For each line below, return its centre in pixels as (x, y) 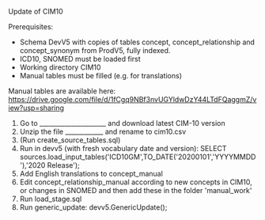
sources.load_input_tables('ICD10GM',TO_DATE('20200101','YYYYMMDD (138, 157)
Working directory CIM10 (60, 67)
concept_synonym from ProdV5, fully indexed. (95, 50)
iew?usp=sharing (36, 108)
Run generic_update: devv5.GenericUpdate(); (93, 207)
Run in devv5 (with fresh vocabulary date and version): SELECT (123, 148)
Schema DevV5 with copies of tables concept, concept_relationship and (137, 42)
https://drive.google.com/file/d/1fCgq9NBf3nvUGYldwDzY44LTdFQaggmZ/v (132, 99)
